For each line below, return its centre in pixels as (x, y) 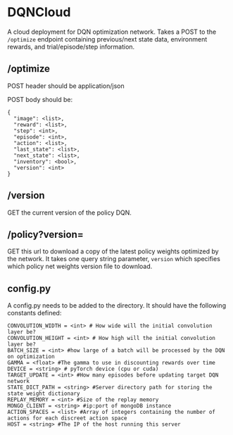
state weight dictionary (44, 394)
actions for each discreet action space (68, 418)
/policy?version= (45, 234)
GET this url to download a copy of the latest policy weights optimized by (113, 251)
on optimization (31, 357)
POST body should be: (40, 99)
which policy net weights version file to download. (80, 266)
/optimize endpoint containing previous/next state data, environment (107, 39)
